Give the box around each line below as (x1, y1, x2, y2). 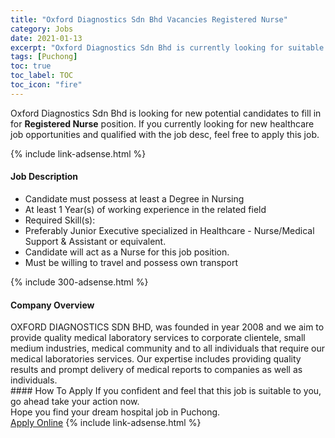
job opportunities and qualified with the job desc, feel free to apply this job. (10, 128, 320, 140)
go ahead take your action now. (10, 396, 140, 408)
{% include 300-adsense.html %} (10, 276, 149, 288)
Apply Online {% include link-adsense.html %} (10, 417, 202, 429)
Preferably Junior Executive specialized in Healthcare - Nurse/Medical (24, 224, 315, 236)
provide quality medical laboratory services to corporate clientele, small (10, 332, 306, 344)
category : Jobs (10, 24, 74, 34)
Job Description (10, 171, 79, 183)
